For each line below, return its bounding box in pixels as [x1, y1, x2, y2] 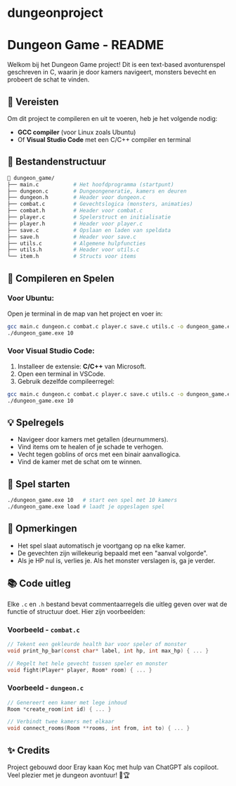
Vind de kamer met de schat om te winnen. [17, 458, 143, 466]
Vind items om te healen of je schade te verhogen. [17, 443, 164, 451]
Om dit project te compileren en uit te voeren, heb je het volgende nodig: [7, 114, 218, 122]
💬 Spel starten [7, 478, 70, 490]
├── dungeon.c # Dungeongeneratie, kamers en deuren [7, 188, 188, 195]
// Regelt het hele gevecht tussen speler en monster [7, 659, 169, 667]
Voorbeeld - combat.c [7, 624, 81, 634]
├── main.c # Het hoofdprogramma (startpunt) [7, 181, 174, 188]
